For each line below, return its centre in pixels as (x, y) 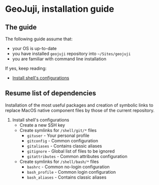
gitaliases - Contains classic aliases (64, 146)
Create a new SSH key (42, 125)
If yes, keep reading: (26, 68)
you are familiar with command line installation (59, 59)
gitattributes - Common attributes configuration (77, 156)
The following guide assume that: (39, 39)
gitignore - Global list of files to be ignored (71, 151)
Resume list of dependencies (51, 93)
